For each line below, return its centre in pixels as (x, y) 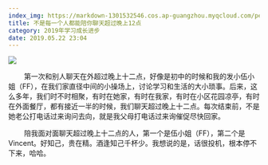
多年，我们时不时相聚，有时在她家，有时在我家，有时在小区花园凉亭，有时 (137, 96)
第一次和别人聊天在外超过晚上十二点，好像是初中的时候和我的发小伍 (136, 77)
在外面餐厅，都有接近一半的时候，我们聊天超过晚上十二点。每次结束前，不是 (134, 106)
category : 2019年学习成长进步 (54, 30)
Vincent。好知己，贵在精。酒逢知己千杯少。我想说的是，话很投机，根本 (126, 143)
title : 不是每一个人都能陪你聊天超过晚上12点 (75, 23)
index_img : (26, 16)
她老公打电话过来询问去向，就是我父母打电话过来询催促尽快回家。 (116, 116)
